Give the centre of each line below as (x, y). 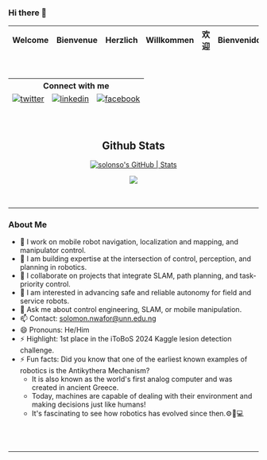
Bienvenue (77, 41)
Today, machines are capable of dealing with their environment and (142, 396)
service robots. (44, 301)
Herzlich (122, 41)
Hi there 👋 (28, 13)
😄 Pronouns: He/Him (54, 330)
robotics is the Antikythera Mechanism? (85, 371)
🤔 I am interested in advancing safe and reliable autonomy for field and (135, 293)
